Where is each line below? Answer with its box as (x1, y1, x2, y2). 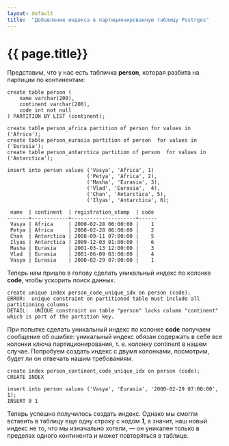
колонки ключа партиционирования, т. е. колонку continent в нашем (7, 340, 207, 348)
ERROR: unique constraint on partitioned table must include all (7, 295, 200, 302)
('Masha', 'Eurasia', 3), (86, 179, 161, 186)
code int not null (19, 107, 72, 114)
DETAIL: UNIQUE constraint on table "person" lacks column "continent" (7, 308, 219, 314)
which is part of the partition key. (7, 313, 115, 321)
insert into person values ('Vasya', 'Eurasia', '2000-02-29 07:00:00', (7, 386, 219, 393)
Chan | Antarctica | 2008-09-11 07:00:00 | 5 (10, 233, 154, 240)
